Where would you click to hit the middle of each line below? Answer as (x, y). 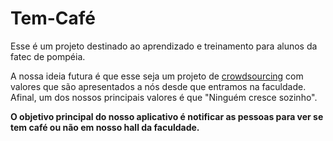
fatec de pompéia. (48, 56)
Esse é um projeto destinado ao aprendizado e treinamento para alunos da (164, 46)
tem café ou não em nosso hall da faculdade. (105, 127)
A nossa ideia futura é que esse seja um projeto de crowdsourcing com (157, 76)
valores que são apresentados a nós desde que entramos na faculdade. (158, 86)
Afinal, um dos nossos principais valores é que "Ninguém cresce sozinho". (164, 97)
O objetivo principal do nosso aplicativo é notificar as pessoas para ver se (167, 116)
